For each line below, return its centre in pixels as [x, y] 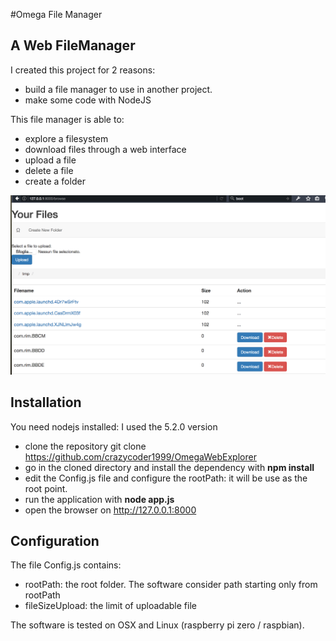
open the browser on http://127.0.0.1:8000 [110, 510]
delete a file [49, 170]
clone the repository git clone [85, 446]
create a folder [55, 181]
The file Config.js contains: [66, 565]
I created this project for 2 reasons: [83, 70]
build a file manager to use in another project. [118, 89]
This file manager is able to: [67, 119]
